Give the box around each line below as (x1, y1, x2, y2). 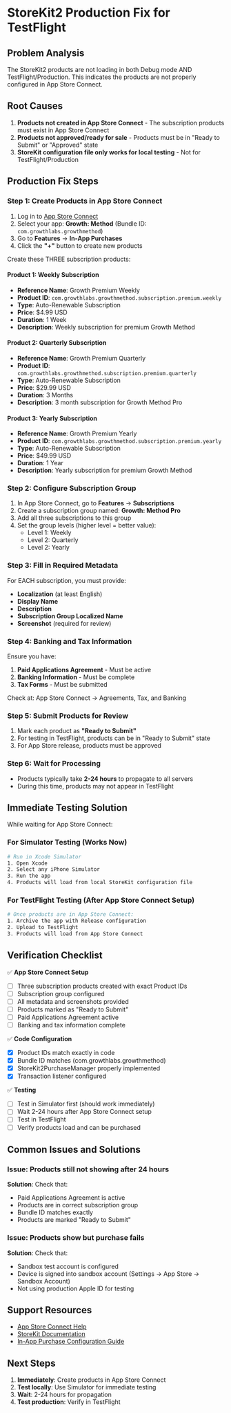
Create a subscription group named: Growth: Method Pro (17, 507, 181, 515)
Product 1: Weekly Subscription (7, 271, 99, 279)
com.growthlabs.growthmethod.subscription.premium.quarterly (17, 370, 197, 377)
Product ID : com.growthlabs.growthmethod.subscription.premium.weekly (17, 293, 222, 302)
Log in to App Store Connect (17, 212, 99, 220)
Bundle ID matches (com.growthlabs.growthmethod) (17, 1056, 167, 1065)
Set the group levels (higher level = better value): (17, 521, 157, 530)
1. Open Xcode (7, 860, 48, 867)
